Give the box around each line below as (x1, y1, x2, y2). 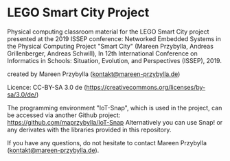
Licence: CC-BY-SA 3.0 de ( (7, 83, 87, 91)
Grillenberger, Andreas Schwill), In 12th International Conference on (7, 49, 198, 58)
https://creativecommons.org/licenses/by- (85, 83, 206, 91)
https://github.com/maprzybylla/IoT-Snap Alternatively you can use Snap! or (7, 118, 223, 126)
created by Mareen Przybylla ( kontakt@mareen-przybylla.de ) (7, 70, 181, 78)
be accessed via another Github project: (7, 111, 121, 119)
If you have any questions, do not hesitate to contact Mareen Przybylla (7, 138, 207, 147)
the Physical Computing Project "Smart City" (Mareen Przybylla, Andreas (7, 42, 214, 50)
